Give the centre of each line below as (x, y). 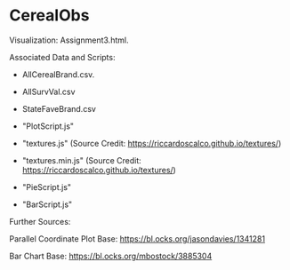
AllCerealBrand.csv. (58, 74)
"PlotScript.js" (48, 126)
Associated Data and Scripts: (62, 57)
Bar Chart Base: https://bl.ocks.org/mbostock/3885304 (111, 256)
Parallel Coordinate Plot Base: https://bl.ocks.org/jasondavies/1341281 (137, 238)
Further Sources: (40, 221)
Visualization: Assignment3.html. (69, 40)
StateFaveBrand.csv (59, 108)
